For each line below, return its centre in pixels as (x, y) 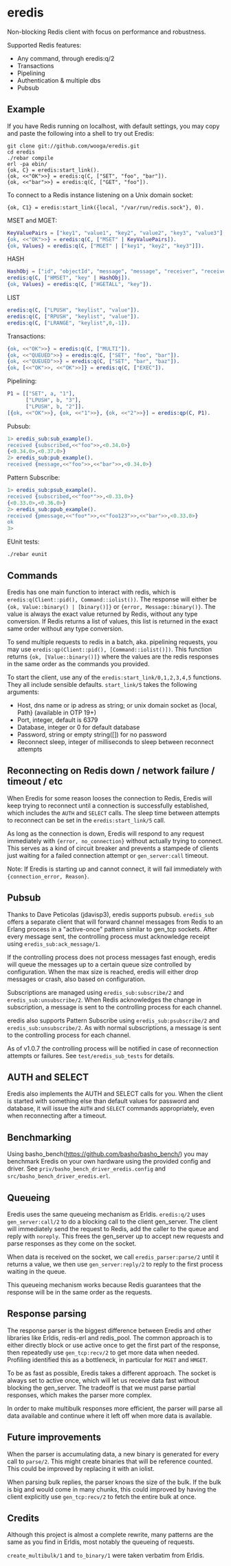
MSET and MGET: (32, 220)
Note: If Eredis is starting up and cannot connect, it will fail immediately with (114, 869)
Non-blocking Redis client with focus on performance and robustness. (107, 32)
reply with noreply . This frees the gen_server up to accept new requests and (115, 1236)
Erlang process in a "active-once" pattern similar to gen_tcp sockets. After (112, 929)
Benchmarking (40, 1137)
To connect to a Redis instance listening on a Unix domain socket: (100, 195)
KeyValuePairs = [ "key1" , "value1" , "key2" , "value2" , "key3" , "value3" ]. (117, 233)
